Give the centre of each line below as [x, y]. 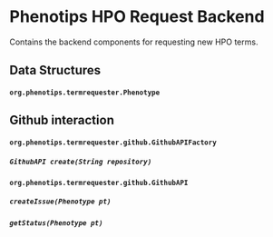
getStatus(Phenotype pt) [56, 223]
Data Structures [55, 70]
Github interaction [62, 120]
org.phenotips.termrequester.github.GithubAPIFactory [113, 143]
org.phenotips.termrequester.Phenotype [85, 93]
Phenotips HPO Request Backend [137, 17]
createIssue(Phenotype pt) [60, 202]
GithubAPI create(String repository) [81, 162]
